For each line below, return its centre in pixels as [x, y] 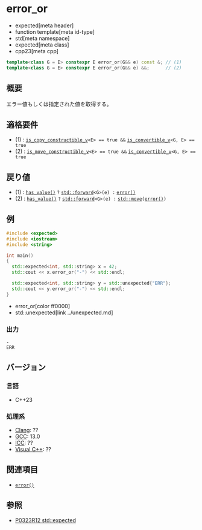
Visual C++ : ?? [33, 449]
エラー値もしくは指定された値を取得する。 [59, 104]
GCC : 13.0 [27, 436]
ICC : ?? [24, 442]
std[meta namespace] [42, 38]
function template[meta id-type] [55, 31]
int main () [20, 256]
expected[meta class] [42, 45]
